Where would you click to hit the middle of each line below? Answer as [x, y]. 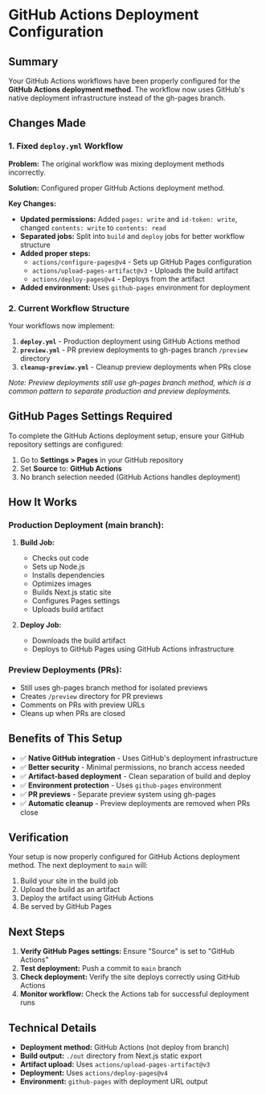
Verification [39, 837]
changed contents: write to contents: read [93, 228]
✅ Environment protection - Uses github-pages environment [121, 785]
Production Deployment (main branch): [86, 525]
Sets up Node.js [58, 567]
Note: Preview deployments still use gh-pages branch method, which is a [130, 382]
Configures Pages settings [76, 601]
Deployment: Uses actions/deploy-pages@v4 [94, 1073]
